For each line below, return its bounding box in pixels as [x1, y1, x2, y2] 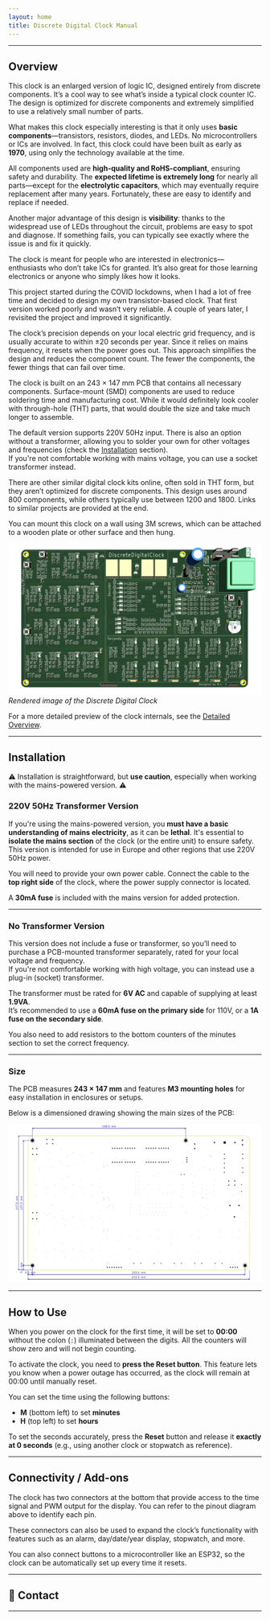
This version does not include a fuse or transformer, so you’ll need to [8, 938, 237, 948]
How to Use [8, 1305, 67, 1319]
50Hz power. [8, 853, 51, 862]
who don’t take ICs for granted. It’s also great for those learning [47, 263, 258, 273]
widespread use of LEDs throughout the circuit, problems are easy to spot [8, 222, 253, 232]
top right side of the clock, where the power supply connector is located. [8, 877, 252, 886]
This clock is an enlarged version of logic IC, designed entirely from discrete [8, 81, 261, 91]
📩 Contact [8, 1589, 59, 1602]
